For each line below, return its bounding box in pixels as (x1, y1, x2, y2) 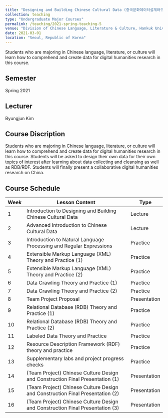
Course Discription (5, 130, 65, 138)
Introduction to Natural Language (26, 236, 104, 243)
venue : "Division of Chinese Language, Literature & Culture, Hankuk (5, 26, 153, 31)
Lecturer (5, 102, 32, 111)
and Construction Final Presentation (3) (26, 404, 119, 411)
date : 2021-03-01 (5, 31, 41, 36)
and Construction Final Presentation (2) (26, 390, 119, 397)
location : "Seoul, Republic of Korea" (5, 36, 86, 41)
